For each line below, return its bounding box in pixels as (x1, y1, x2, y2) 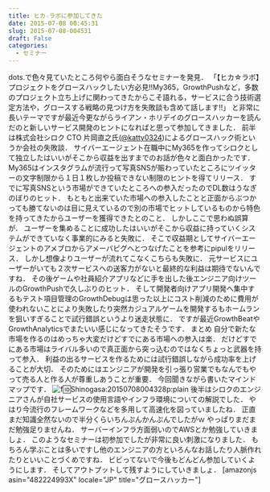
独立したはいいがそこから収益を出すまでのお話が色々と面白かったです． (14, 153, 255, 162)
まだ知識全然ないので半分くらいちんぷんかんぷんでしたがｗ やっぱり (8, 415, 235, 424)
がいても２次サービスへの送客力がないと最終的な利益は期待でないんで (29, 263, 261, 273)
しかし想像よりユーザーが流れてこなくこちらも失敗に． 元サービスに (23, 254, 252, 263)
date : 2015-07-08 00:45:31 (8, 19, 99, 27)
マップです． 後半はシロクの (8, 384, 240, 394)
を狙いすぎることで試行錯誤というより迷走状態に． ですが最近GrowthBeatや (8, 314, 260, 323)
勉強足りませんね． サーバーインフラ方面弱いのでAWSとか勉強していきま (14, 424, 259, 434)
